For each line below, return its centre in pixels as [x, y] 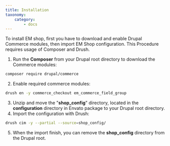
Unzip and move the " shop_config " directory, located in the [76, 103]
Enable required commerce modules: [52, 84]
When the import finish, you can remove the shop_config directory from [89, 132]
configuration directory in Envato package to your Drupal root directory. [89, 108]
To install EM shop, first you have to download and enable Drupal [74, 39]
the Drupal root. [29, 138]
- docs [31, 24]
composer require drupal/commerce [42, 74]
